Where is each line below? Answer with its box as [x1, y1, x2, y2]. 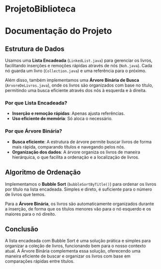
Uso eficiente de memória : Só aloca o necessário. [12, 116, 113, 121]
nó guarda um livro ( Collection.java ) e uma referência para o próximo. [5, 68, 146, 74]
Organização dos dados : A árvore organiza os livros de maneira [12, 149, 140, 155]
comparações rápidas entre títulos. [5, 258, 75, 264]
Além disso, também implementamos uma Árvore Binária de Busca [5, 77, 139, 83]
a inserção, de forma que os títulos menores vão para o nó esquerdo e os [5, 206, 151, 211]
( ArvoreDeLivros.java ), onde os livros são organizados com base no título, [5, 82, 153, 88]
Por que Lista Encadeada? [5, 100, 68, 106]
